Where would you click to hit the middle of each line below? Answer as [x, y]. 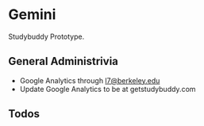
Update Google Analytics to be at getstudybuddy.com [108, 89]
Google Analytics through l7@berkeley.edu [90, 80]
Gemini [32, 15]
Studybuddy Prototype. [46, 36]
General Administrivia [64, 61]
